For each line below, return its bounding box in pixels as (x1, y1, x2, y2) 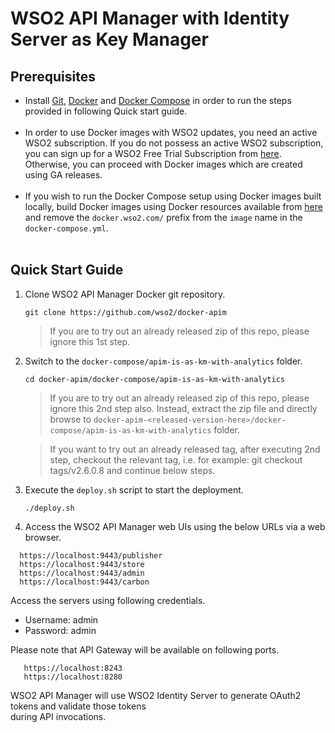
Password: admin (24, 624, 97, 636)
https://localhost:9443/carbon (19, 577, 150, 587)
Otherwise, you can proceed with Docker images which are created (24, 158, 303, 170)
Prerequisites (10, 68, 96, 85)
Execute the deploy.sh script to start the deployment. (24, 483, 244, 496)
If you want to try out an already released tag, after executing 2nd (49, 443, 321, 455)
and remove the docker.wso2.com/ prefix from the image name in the (24, 212, 303, 223)
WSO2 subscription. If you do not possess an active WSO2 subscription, (24, 137, 324, 149)
